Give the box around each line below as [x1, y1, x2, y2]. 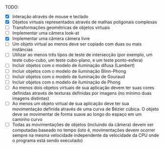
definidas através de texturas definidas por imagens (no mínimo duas [12, 90, 152, 96]
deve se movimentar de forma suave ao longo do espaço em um [12, 111, 142, 117]
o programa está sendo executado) [12, 137, 83, 143]
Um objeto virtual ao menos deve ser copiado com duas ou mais [12, 41, 142, 47]
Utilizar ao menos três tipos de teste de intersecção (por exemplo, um [12, 52, 153, 58]
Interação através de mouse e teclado [12, 14, 89, 19]
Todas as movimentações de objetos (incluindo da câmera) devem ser [12, 122, 154, 127]
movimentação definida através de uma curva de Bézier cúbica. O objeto [12, 106, 159, 112]
